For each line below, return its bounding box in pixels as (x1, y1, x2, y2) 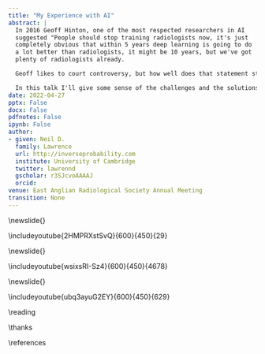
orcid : (15, 179, 37, 188)
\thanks (8, 322, 33, 332)
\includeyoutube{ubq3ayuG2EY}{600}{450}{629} (8, 292, 170, 301)
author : (8, 128, 34, 136)
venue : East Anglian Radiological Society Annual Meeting (8, 187, 203, 195)
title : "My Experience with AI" (8, 11, 114, 20)
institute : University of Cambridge (15, 157, 136, 166)
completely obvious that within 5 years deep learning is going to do (15, 41, 252, 49)
